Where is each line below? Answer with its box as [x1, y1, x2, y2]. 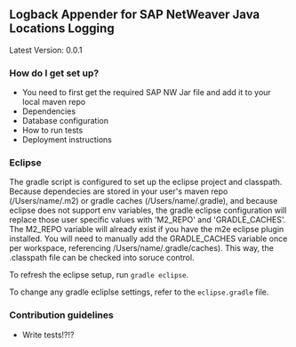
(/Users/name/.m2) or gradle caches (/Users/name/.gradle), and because [9, 196, 278, 206]
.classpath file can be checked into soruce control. [9, 253, 195, 263]
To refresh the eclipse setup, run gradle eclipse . [9, 270, 189, 280]
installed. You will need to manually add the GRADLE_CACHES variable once [9, 233, 288, 244]
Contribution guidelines [9, 309, 114, 321]
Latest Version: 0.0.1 [9, 44, 83, 55]
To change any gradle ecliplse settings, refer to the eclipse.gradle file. [9, 286, 269, 297]
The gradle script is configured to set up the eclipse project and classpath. [9, 177, 283, 188]
